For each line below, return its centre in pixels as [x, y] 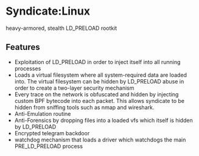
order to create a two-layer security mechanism [74, 88]
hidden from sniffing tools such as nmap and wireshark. [84, 107]
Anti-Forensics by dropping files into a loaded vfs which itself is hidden [103, 120]
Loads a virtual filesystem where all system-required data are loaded [100, 75]
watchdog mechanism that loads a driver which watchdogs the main [100, 140]
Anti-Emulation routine [43, 113]
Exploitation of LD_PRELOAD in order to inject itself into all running [97, 62]
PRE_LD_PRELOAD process [49, 146]
